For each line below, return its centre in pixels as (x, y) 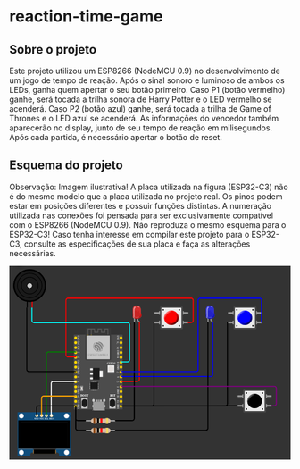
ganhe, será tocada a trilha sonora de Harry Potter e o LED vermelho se (141, 99)
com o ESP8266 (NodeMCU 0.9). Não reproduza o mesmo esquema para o (148, 224)
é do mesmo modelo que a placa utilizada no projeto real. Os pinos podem (146, 196)
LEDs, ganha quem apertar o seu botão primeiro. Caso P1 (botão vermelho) (147, 90)
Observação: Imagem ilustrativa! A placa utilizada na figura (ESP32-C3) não (149, 187)
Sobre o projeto (53, 50)
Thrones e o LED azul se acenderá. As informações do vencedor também (144, 118)
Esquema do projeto (66, 166)
